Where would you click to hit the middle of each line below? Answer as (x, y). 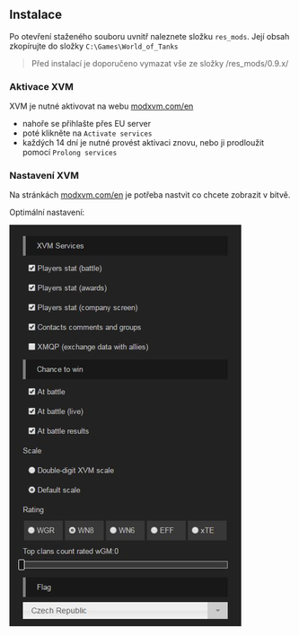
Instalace (36, 15)
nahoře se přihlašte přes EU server (87, 124)
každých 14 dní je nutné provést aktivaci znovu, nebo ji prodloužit (143, 143)
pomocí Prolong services (70, 153)
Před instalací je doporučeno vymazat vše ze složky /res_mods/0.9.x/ (160, 63)
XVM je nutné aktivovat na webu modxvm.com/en (101, 106)
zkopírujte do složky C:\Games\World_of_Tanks (94, 46)
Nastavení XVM (44, 176)
